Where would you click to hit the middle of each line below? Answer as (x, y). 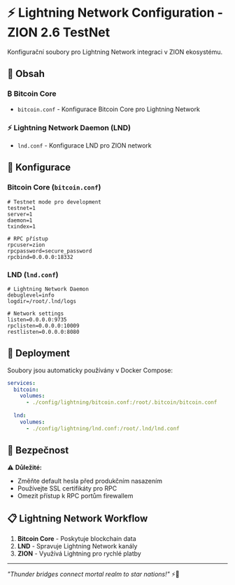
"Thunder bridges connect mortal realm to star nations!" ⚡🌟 (93, 575)
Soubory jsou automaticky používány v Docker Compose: (90, 370)
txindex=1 (22, 226)
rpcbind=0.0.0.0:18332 (40, 257)
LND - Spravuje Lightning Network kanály (77, 547)
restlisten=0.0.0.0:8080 (43, 332)
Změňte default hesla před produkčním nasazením (90, 481)
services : (22, 383)
